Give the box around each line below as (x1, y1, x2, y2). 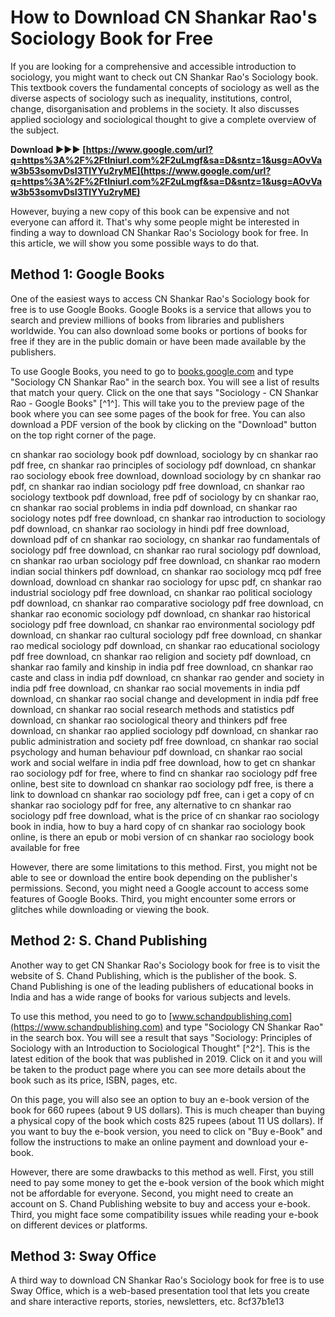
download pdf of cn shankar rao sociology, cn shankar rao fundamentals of (10, 533, 321, 545)
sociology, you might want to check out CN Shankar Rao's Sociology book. (10, 71, 319, 83)
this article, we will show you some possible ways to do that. (10, 237, 260, 249)
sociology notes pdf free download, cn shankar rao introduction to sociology (10, 512, 326, 524)
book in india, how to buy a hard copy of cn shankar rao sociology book (10, 820, 306, 832)
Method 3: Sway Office (10, 1247, 157, 1265)
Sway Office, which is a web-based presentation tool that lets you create (10, 1285, 310, 1297)
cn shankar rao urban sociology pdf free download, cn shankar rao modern (10, 554, 321, 566)
